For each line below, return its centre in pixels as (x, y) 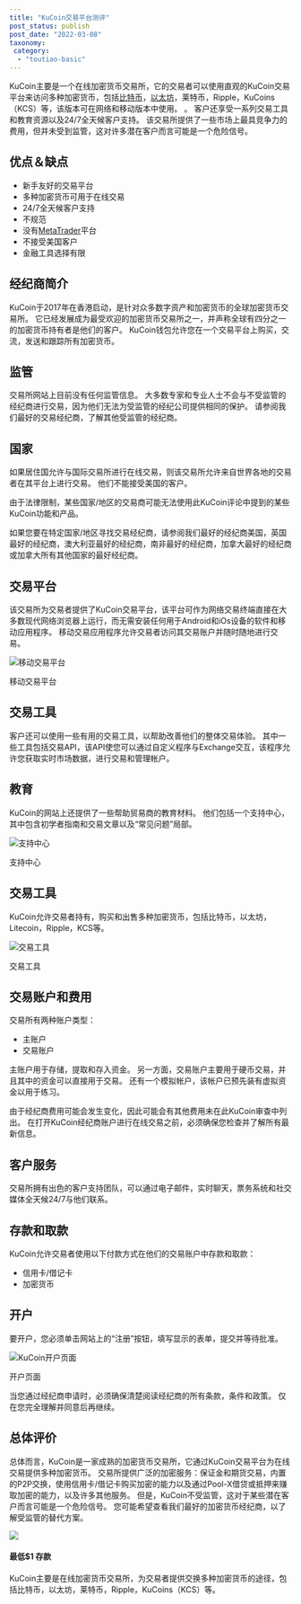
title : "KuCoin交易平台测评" (60, 18)
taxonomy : (28, 43)
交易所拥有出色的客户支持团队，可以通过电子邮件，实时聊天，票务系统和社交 (150, 1188)
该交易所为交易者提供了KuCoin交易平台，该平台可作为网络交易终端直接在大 (148, 610)
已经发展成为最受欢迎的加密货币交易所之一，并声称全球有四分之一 (164, 318)
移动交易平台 (33, 682)
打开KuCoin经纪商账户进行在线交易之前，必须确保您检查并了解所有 (158, 1122)
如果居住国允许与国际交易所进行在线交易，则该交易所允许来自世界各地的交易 (150, 472)
